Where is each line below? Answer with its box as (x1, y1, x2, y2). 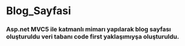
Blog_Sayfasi (6, 4, 71, 18)
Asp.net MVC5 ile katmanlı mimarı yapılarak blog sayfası (6, 25, 171, 34)
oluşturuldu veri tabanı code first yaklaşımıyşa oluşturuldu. (6, 32, 180, 41)
